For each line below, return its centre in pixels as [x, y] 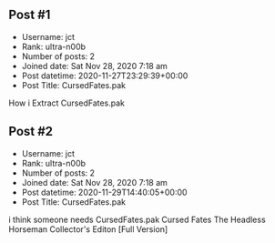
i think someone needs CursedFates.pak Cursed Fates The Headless [137, 219]
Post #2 [31, 132]
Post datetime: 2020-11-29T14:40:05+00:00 [104, 192]
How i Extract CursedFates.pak [66, 103]
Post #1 [30, 15]
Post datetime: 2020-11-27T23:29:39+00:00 [105, 76]
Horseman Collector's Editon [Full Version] [88, 229]
